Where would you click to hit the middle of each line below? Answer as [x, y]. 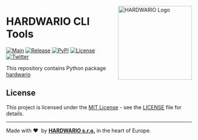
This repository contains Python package [56, 68]
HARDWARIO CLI [48, 22]
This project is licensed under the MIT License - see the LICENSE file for [94, 107]
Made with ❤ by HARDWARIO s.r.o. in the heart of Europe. [79, 131]
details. [15, 113]
